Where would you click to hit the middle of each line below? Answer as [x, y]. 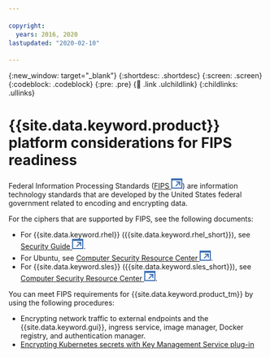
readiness [43, 161]
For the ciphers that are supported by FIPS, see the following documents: [131, 219]
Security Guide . [53, 246]
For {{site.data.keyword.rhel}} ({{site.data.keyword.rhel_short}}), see [135, 235]
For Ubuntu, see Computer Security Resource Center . [117, 258]
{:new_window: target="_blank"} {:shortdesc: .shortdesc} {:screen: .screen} [135, 76]
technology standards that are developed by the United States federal [125, 194]
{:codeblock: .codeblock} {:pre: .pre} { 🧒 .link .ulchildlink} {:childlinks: [123, 85]
